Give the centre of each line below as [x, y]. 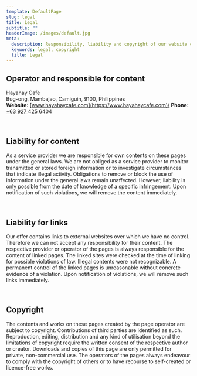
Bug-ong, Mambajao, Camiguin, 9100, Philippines [66, 99]
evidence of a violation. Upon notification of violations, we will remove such [97, 274]
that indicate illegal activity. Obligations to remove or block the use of [90, 174]
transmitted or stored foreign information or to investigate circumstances [94, 168]
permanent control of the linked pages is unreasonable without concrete [93, 268]
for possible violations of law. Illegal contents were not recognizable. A [91, 262]
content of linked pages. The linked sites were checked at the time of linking [98, 255]
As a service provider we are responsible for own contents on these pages [96, 155]
